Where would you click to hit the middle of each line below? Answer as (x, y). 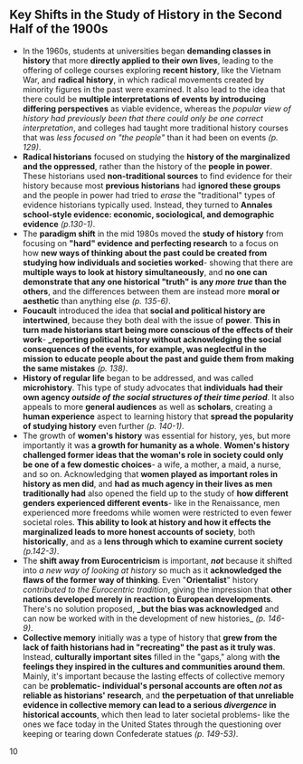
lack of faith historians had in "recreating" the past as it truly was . (149, 647)
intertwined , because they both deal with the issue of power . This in (151, 320)
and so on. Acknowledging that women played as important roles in (150, 473)
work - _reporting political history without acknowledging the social (152, 339)
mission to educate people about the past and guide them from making (158, 358)
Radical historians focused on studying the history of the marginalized (156, 157)
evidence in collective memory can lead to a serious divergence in (149, 704)
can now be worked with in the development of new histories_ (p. (144, 618)
